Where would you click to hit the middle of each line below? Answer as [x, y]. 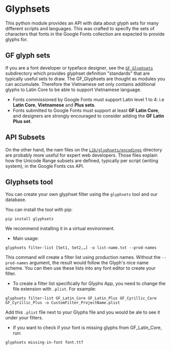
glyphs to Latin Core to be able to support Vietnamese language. [73, 90]
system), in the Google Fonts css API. [45, 166]
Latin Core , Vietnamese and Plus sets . [54, 105]
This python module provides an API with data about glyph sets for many [82, 23]
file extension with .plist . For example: [54, 289]
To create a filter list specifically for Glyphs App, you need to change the [89, 283]
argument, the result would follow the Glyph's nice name [89, 263]
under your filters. [24, 318]
